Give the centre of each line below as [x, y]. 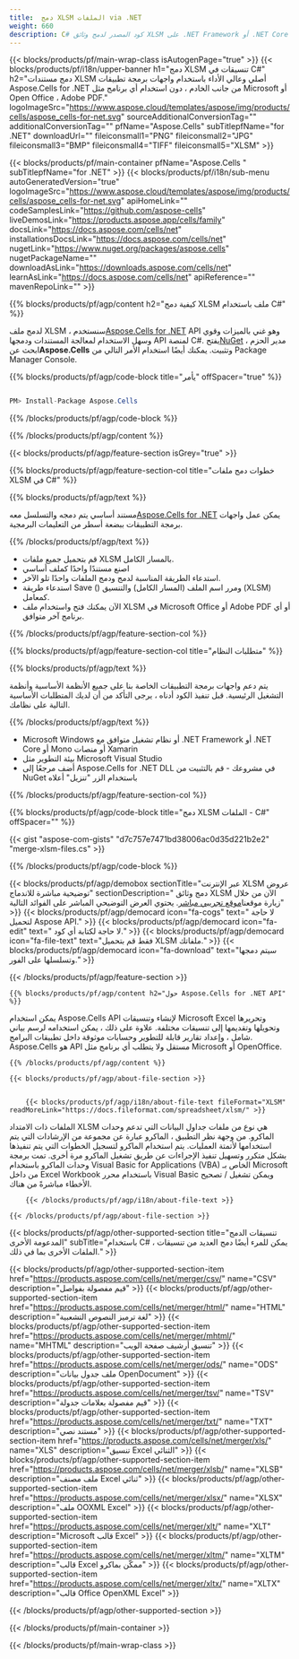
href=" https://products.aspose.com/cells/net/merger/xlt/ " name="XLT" [140, 1526]
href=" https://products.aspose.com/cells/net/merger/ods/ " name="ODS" [144, 1365]
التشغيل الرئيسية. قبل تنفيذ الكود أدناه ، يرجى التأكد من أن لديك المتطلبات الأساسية [146, 695]
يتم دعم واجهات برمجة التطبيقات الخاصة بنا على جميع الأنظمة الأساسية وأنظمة [139, 686]
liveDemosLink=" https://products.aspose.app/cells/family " [117, 220]
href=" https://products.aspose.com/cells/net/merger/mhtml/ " [123, 1336]
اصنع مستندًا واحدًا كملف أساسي [76, 569]
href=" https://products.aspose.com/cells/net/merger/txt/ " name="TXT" [141, 1421]
